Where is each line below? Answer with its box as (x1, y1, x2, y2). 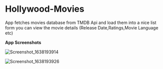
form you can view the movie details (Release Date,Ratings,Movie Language (5, 24, 159, 30)
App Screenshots (5, 39, 42, 45)
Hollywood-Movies (5, 3, 85, 15)
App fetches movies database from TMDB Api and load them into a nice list (5, 20, 157, 25)
